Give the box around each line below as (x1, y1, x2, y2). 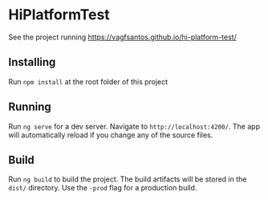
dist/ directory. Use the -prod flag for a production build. (8, 183, 197, 193)
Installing (8, 55, 56, 69)
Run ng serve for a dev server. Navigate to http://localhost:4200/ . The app (8, 121, 261, 131)
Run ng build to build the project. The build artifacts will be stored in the (8, 174, 247, 184)
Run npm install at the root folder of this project (8, 76, 169, 86)
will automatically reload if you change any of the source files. (8, 130, 213, 140)
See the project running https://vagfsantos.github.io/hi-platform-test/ (8, 32, 237, 42)
